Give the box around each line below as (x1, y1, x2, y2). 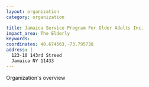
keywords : (6, 36, 31, 42)
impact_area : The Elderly (6, 30, 70, 36)
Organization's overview (6, 74, 66, 81)
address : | (6, 47, 33, 53)
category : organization (6, 14, 65, 20)
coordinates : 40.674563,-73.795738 (6, 41, 94, 47)
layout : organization (6, 8, 60, 15)
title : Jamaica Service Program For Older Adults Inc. (6, 25, 144, 31)
